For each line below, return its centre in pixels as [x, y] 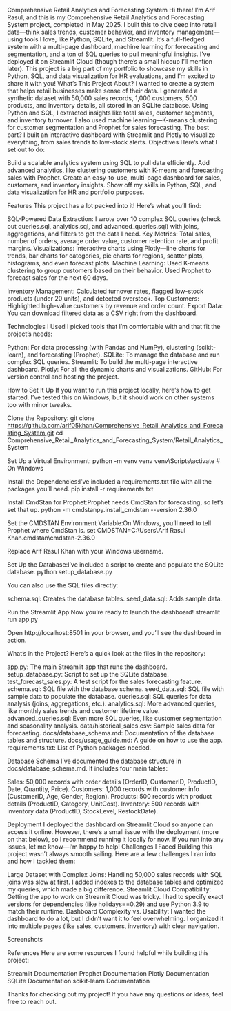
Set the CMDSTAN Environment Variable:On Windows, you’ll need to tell [109, 523]
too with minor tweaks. [40, 405]
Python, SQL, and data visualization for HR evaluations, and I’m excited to [111, 76]
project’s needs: [30, 334]
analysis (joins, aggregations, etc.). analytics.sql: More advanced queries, [112, 703]
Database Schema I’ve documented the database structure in [94, 761]
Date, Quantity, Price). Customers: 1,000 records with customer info [103, 789]
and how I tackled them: [41, 861]
